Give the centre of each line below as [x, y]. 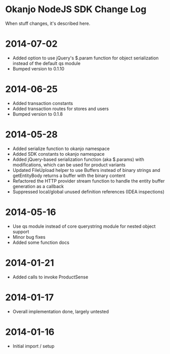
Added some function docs [41, 242]
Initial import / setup [33, 346]
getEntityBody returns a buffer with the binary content [69, 175]
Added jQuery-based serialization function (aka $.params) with [78, 159]
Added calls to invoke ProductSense [50, 277]
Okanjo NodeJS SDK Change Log [76, 9]
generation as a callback [38, 186]
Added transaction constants [43, 103]
